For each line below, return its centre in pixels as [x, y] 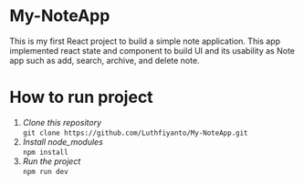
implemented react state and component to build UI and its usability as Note [152, 50]
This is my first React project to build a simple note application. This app [145, 41]
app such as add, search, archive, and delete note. [105, 60]
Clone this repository [62, 122]
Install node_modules [63, 141]
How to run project [81, 97]
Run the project [52, 161]
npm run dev [45, 171]
